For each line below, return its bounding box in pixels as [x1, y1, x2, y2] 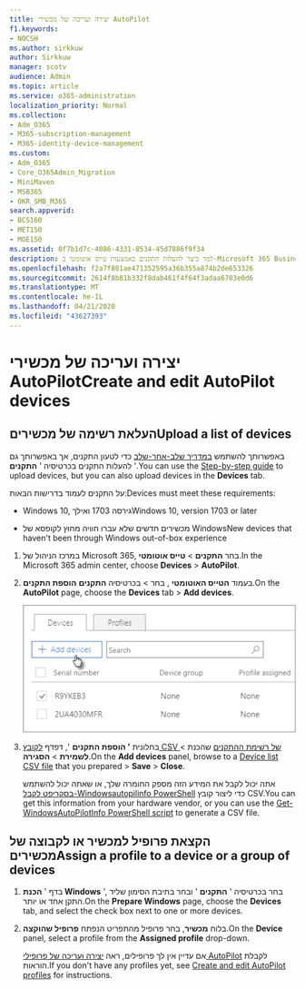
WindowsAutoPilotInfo [22, 807, 106, 818]
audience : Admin [9, 73, 71, 82]
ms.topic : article [9, 82, 79, 91]
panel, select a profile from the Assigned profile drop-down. [22, 932, 251, 944]
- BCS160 [9, 216, 43, 225]
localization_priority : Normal [9, 101, 128, 110]
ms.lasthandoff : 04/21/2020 [9, 302, 116, 312]
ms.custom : [9, 149, 51, 158]
